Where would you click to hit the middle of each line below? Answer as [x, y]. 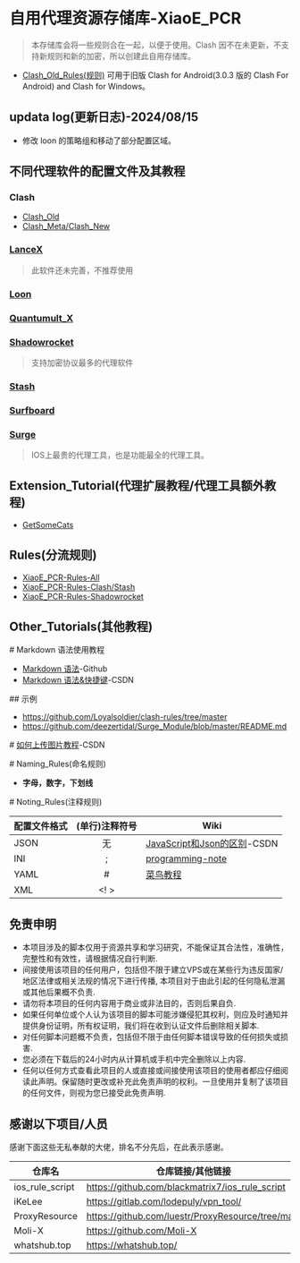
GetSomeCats [48, 525]
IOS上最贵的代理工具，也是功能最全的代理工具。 [120, 455]
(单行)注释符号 [107, 826]
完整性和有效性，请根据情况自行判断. [90, 959]
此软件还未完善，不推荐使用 [82, 270]
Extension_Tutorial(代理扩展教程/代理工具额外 [137, 486]
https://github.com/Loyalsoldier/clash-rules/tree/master [125, 717]
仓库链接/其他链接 [194, 1172]
